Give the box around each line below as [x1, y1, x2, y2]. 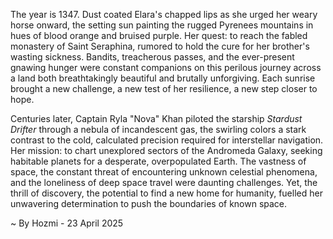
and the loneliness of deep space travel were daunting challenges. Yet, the [10, 177, 318, 188]
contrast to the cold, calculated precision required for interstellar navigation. [10, 134, 324, 146]
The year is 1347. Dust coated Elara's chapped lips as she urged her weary [10, 9, 318, 20]
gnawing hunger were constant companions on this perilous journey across [10, 62, 322, 73]
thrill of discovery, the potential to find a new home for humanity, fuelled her [10, 187, 323, 199]
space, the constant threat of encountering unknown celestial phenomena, [10, 166, 318, 178]
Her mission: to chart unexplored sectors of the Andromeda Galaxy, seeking [10, 145, 323, 156]
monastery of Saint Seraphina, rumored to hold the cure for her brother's [10, 40, 310, 52]
